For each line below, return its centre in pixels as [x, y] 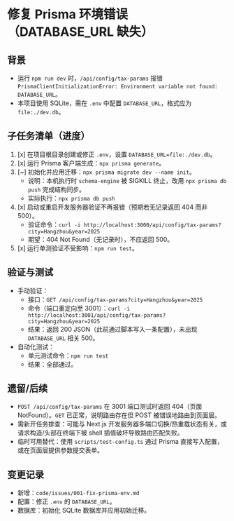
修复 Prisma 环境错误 [68, 14]
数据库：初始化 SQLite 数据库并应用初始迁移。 [84, 510]
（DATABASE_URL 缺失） [80, 32]
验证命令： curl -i [54, 224]
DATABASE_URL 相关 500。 [63, 338]
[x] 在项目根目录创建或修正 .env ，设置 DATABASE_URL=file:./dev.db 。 [117, 154]
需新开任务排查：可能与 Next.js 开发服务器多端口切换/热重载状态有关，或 [122, 424]
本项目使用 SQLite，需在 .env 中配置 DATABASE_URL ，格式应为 [104, 103]
